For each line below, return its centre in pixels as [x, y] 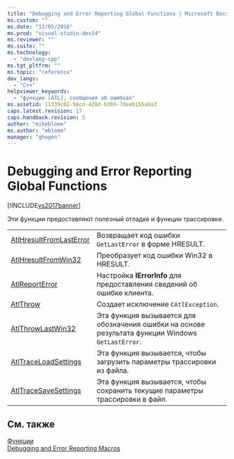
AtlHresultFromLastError [50, 240]
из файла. [113, 370]
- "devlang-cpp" [37, 59]
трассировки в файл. [132, 400]
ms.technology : [29, 53]
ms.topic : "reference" [40, 72]
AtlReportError [34, 285]
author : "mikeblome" [37, 124]
